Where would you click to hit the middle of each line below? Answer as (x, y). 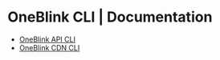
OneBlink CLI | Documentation (110, 17)
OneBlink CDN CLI (49, 47)
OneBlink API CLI (47, 39)
